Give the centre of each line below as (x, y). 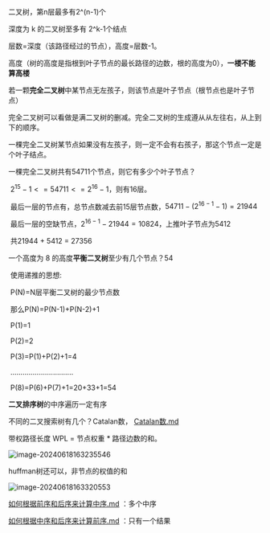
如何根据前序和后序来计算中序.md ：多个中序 (82, 503)
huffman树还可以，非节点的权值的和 (68, 471)
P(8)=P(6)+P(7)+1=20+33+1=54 (63, 387)
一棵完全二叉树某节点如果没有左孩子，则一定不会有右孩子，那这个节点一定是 (135, 144)
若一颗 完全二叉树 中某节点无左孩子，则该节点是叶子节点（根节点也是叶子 (128, 90)
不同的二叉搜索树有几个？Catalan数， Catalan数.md (94, 421)
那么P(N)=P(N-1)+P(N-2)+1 (55, 309)
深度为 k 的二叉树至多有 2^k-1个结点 (67, 29)
